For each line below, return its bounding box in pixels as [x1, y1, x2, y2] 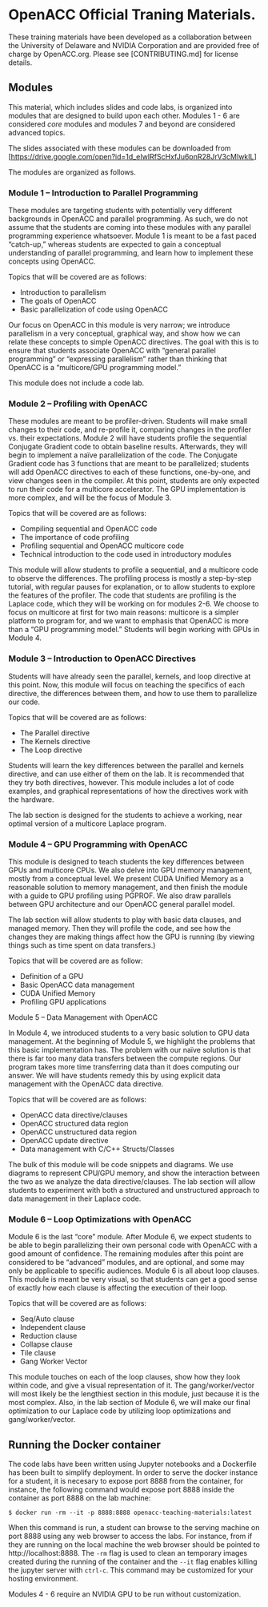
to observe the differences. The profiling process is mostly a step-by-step [8, 574, 252, 583]
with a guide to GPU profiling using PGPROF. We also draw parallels [8, 891, 232, 900]
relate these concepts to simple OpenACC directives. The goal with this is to [8, 337, 259, 347]
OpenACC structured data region [19, 1118, 129, 1128]
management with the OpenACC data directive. [8, 1079, 164, 1089]
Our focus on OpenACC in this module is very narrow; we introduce [8, 320, 230, 330]
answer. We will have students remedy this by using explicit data [8, 1070, 221, 1080]
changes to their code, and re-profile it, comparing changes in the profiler [8, 425, 252, 434]
